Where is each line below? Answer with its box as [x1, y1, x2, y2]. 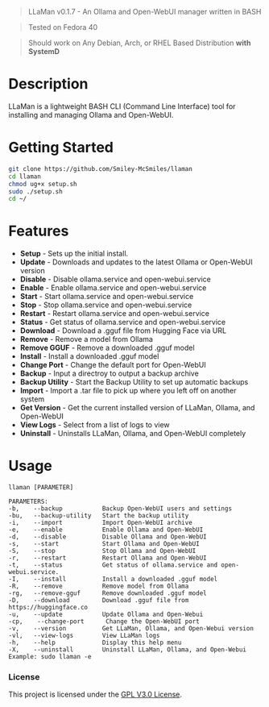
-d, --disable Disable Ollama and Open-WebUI [8, 533, 207, 541]
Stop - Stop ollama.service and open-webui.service [19, 300, 192, 310]
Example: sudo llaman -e [8, 653, 92, 661]
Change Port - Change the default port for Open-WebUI [19, 360, 207, 370]
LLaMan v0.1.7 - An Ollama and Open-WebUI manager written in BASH [27, 7, 262, 16]
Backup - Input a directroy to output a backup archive [19, 368, 199, 378]
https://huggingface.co [8, 604, 89, 612]
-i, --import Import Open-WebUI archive [8, 519, 193, 527]
